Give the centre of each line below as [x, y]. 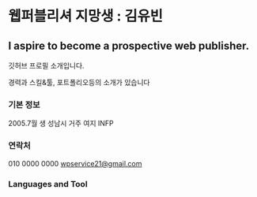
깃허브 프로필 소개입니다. [46, 65]
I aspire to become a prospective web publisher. [129, 45]
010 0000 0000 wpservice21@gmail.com [75, 163]
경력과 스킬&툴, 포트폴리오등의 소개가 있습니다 [79, 82]
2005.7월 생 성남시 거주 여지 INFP [61, 124]
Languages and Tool [48, 184]
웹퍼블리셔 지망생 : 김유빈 [86, 16]
